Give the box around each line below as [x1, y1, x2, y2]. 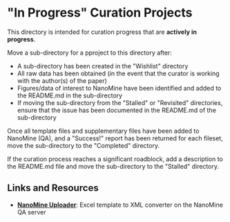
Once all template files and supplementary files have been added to [7, 127, 200, 135]
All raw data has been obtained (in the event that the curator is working [17, 69, 220, 77]
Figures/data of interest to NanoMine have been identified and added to [17, 84, 222, 92]
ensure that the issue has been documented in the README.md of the [17, 106, 216, 114]
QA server [17, 207, 46, 216]
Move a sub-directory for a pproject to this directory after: [7, 48, 173, 57]
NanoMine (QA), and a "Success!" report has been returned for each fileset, [7, 133, 223, 142]
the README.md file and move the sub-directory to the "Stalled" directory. [7, 162, 220, 170]
